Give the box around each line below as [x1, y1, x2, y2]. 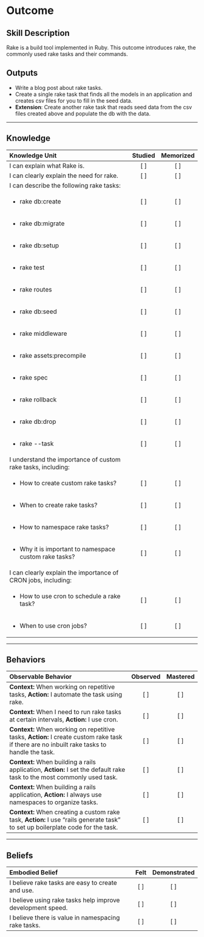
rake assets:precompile [19, 351, 86, 359]
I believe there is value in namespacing [9, 913, 120, 922]
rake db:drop [19, 417, 56, 426]
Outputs [6, 68, 38, 78]
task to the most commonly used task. [9, 773, 118, 782]
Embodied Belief [9, 868, 58, 877]
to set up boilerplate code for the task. [9, 823, 118, 832]
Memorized [160, 151, 195, 160]
